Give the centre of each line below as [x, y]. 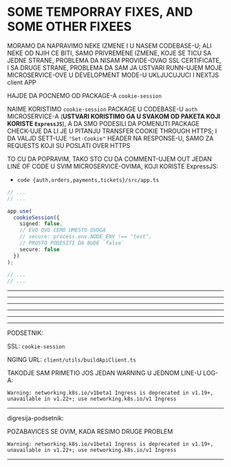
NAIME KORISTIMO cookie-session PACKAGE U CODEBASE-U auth [102, 109]
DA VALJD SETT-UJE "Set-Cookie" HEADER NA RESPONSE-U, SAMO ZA [110, 138]
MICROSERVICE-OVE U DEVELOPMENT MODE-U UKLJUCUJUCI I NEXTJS [113, 75]
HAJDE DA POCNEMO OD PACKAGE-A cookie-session [85, 95]
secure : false [40, 249]
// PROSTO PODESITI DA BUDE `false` [72, 243]
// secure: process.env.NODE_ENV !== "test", [86, 237]
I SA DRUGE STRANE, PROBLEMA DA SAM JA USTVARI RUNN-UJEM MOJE [114, 68]
